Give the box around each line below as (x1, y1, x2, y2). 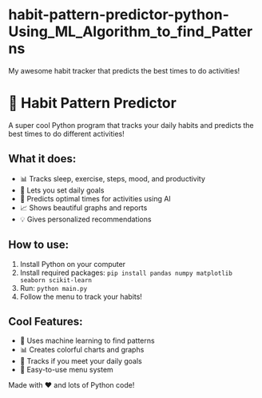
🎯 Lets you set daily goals (19, 185, 105, 195)
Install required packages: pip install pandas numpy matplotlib (19, 268, 233, 277)
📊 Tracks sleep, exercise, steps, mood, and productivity (19, 173, 206, 183)
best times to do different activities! (8, 129, 125, 138)
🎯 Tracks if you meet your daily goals (19, 356, 142, 366)
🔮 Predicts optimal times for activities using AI (19, 193, 172, 203)
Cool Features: (8, 314, 83, 328)
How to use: (8, 238, 69, 252)
